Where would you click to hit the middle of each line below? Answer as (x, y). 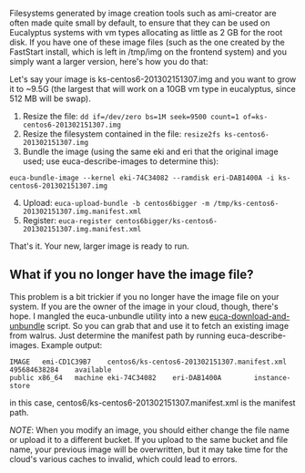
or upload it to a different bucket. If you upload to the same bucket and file (149, 439)
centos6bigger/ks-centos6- (167, 221)
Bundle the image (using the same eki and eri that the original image (151, 151)
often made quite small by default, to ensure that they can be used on (140, 23)
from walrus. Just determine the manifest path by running (117, 335)
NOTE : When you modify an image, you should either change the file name (149, 430)
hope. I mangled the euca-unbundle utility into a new (108, 316)
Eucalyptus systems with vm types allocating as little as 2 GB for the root (146, 32)
